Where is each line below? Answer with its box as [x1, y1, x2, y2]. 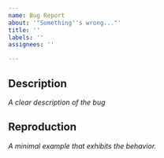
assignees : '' [8, 41, 55, 49]
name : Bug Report [8, 11, 65, 20]
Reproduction [8, 120, 77, 134]
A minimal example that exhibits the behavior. [8, 141, 157, 150]
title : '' [8, 26, 41, 34]
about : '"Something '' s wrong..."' [8, 19, 122, 27]
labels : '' [8, 33, 44, 42]
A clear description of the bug [8, 97, 106, 107]
